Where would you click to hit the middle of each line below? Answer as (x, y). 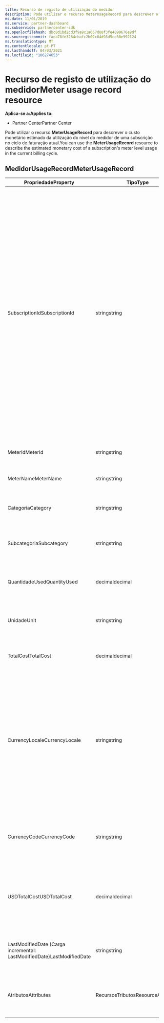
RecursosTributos (115, 995)
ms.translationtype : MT (29, 42)
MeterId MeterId (26, 452)
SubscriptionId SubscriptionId (41, 313)
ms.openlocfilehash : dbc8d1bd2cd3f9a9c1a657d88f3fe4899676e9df (71, 32)
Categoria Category (30, 508)
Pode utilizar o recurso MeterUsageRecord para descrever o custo (72, 133)
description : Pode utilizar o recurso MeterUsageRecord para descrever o (82, 14)
